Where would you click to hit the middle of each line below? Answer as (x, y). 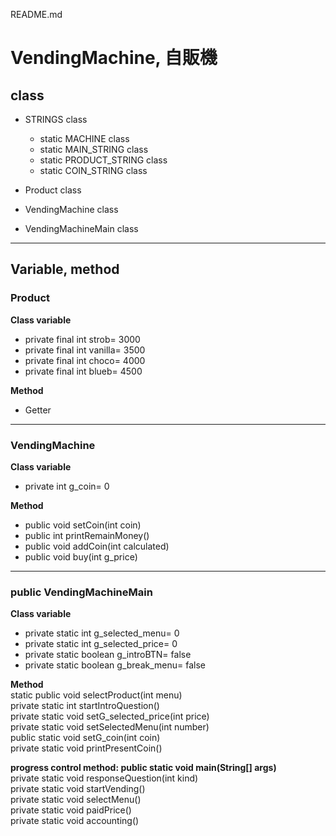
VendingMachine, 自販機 (114, 58)
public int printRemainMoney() (87, 535)
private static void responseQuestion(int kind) (104, 778)
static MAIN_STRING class (94, 149)
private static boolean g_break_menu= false (115, 665)
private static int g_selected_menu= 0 (102, 633)
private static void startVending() (78, 789)
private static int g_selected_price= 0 (101, 644)
